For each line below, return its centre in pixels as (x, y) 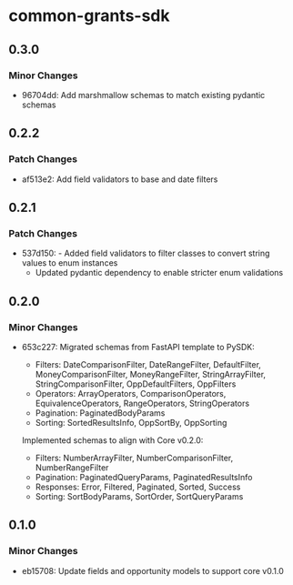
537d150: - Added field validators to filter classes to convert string (146, 253)
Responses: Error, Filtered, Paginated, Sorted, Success (138, 487)
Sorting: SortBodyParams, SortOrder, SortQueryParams (139, 496)
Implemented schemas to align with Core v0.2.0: (112, 440)
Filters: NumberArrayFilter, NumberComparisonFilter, (134, 458)
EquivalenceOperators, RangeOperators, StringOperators (142, 403)
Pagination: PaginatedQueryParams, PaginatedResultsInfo (144, 477)
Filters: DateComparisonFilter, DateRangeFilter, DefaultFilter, (148, 364)
